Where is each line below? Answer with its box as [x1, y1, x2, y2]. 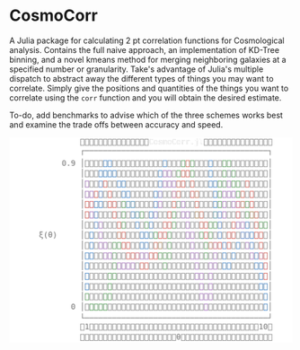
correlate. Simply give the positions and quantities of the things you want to [9, 83, 289, 93]
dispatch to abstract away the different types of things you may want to [9, 73, 274, 83]
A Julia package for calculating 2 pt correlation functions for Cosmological [9, 35, 285, 46]
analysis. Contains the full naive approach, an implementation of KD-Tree [9, 44, 280, 55]
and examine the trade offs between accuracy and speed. [9, 118, 224, 130]
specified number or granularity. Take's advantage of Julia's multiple [9, 64, 264, 74]
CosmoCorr [9, 5, 99, 26]
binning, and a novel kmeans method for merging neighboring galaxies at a [9, 54, 287, 65]
